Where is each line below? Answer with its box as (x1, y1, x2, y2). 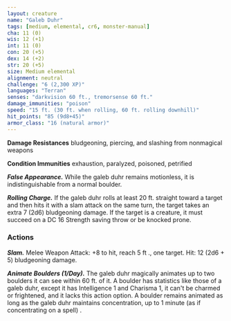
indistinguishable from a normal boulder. (7, 180, 122, 188)
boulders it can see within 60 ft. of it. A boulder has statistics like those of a (7, 276, 222, 284)
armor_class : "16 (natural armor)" (7, 119, 110, 127)
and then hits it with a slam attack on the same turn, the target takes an (7, 201, 210, 209)
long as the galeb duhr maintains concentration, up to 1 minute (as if (7, 298, 201, 306)
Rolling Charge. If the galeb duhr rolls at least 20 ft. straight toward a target (7, 193, 223, 201)
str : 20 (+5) (7, 62, 45, 68)
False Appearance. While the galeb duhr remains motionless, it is (7, 172, 195, 181)
